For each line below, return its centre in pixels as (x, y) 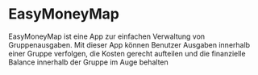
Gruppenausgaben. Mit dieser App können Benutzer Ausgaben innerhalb (129, 44)
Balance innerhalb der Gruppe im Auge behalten (89, 62)
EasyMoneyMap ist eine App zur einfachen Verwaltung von (107, 36)
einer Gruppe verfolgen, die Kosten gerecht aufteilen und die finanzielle (127, 53)
